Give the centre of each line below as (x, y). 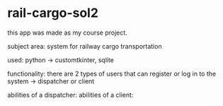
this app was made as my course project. (67, 33)
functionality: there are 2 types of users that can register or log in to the (112, 73)
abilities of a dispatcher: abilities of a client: (70, 95)
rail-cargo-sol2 (53, 13)
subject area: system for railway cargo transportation (85, 46)
